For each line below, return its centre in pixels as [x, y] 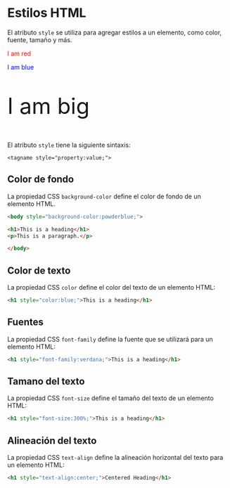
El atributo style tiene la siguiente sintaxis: [69, 145]
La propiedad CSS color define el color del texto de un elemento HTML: [111, 288]
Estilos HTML [47, 13]
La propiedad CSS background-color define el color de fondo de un [104, 196]
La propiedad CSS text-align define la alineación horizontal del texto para [115, 458]
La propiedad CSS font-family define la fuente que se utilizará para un [110, 339]
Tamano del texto [46, 381]
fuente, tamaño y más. [40, 39]
